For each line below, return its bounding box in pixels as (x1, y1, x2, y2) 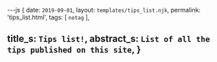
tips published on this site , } (7, 44, 141, 56)
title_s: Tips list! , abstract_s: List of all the (7, 33, 211, 45)
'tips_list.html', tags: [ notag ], (7, 13, 90, 21)
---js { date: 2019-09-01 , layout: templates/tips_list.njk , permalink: (7, 6, 201, 14)
